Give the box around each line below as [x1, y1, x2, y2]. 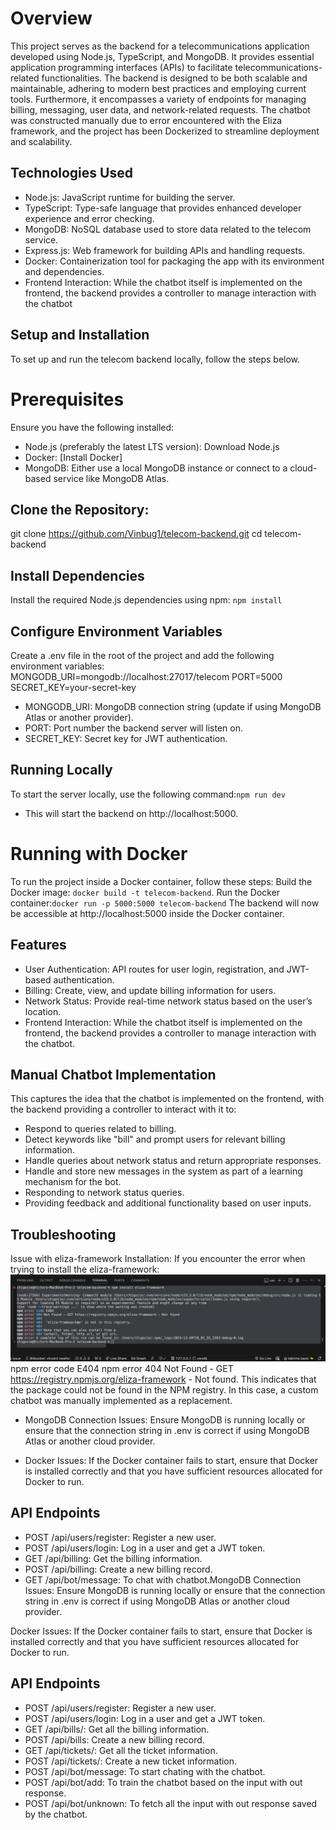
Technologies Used [10, 165, 133, 182]
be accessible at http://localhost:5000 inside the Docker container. [10, 907, 285, 919]
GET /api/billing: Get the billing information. [24, 1552, 203, 1564]
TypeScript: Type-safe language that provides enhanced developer [24, 202, 302, 214]
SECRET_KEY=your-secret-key [10, 681, 137, 693]
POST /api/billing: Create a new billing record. [24, 1563, 213, 1575]
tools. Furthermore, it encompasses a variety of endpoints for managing [10, 93, 307, 105]
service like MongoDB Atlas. [53, 472, 170, 484]
